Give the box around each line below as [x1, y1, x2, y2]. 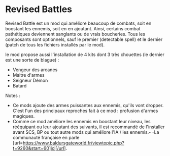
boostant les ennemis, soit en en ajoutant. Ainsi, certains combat [5, 25, 141, 31]
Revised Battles [5, 4, 73, 15]
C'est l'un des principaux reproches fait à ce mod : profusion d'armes [12, 108, 158, 114]
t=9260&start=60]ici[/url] [12, 145, 66, 151]
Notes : [5, 92, 20, 98]
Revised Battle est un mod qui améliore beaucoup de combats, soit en [5, 20, 152, 26]
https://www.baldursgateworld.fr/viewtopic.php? [22, 140, 124, 146]
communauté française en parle [12, 134, 80, 140]
